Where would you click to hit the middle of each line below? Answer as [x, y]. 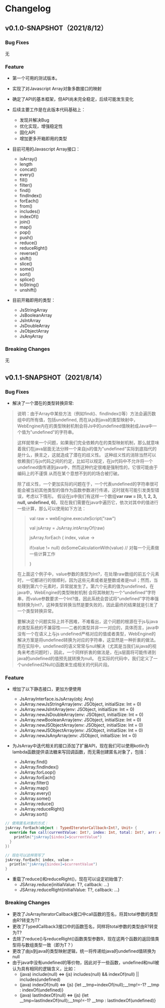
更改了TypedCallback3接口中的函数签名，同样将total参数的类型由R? [81, 926]
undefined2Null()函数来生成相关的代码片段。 [67, 665]
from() [26, 206]
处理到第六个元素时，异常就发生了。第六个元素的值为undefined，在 [85, 586]
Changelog [28, 9]
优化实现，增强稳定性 [41, 126]
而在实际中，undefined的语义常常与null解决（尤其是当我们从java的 [84, 646]
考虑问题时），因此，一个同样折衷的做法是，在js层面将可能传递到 [91, 652]
